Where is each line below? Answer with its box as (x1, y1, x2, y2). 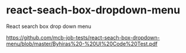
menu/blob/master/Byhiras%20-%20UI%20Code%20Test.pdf (6, 40, 158, 47)
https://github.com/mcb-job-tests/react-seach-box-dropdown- (6, 34, 160, 41)
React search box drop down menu (6, 23, 92, 30)
